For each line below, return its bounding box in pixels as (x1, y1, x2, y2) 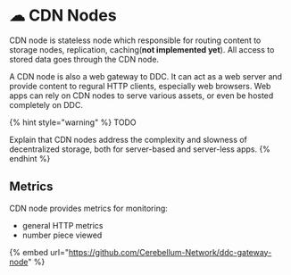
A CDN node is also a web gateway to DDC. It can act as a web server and (9, 71, 283, 81)
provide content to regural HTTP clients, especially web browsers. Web (9, 80, 271, 91)
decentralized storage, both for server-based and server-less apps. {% (9, 144, 270, 154)
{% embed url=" (9, 246, 70, 257)
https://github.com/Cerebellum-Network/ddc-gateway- (68, 246, 272, 257)
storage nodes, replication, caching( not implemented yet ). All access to (9, 44, 275, 54)
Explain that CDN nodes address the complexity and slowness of (9, 134, 248, 145)
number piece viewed (21, 229, 103, 240)
